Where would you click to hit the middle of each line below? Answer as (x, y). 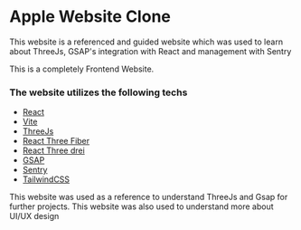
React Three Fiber (56, 141)
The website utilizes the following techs (99, 92)
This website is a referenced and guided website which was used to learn (146, 42)
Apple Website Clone (90, 17)
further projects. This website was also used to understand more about (141, 206)
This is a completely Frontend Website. (82, 69)
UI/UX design (34, 216)
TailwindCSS (46, 179)
